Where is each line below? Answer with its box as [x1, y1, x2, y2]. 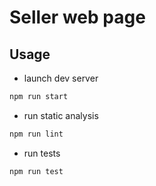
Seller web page [9, 6, 146, 29]
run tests [23, 147, 61, 159]
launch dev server [23, 72, 99, 84]
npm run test [9, 166, 64, 176]
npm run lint [9, 129, 64, 139]
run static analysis [23, 109, 99, 121]
